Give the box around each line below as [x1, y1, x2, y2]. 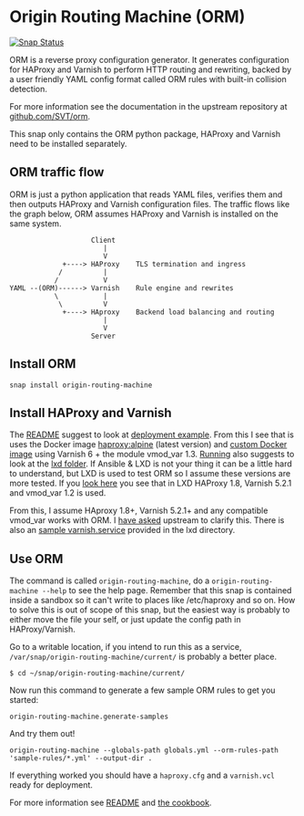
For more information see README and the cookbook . [9, 797, 212, 809]
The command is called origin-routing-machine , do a [9, 575, 210, 586]
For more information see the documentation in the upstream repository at [9, 100, 289, 111]
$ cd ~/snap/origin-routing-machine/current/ [9, 669, 185, 678]
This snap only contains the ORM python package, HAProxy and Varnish [9, 128, 280, 139]
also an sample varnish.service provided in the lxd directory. [9, 525, 236, 536]
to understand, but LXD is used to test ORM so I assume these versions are [9, 468, 291, 479]
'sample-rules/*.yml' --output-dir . [9, 754, 153, 763]
